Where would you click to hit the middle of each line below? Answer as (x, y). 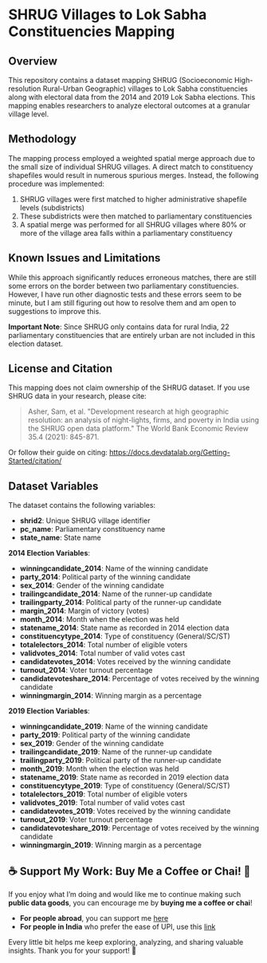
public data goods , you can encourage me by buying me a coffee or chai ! (130, 903)
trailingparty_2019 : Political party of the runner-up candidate (120, 761)
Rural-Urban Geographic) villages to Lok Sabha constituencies (145, 88)
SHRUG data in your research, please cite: (77, 396)
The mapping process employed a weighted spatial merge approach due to (132, 158)
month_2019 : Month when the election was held (99, 769)
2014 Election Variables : (49, 553)
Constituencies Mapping (92, 31)
